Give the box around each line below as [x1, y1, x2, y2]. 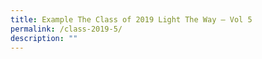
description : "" [10, 33, 78, 43]
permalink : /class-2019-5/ [10, 24, 123, 34]
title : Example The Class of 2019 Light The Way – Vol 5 [10, 14, 253, 25]
